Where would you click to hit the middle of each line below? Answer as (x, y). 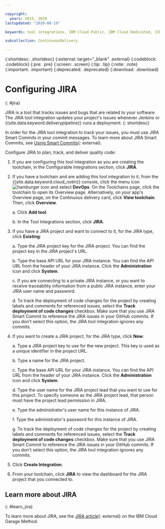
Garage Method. (22, 521)
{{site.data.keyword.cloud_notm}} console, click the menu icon (76, 182)
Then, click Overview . (35, 203)
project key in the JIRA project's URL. (50, 251)
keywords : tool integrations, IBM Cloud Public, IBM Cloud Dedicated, (79, 32)
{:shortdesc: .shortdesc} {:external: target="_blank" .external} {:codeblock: (81, 59)
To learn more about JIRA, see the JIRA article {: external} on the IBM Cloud (81, 516)
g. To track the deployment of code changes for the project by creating (84, 429)
